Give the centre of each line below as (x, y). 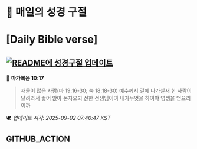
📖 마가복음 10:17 (25, 78)
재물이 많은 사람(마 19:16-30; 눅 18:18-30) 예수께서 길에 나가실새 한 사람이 (106, 91)
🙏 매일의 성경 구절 (47, 12)
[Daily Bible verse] (52, 40)
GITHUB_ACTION (38, 139)
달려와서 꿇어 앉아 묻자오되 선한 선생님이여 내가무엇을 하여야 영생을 (98, 98)
